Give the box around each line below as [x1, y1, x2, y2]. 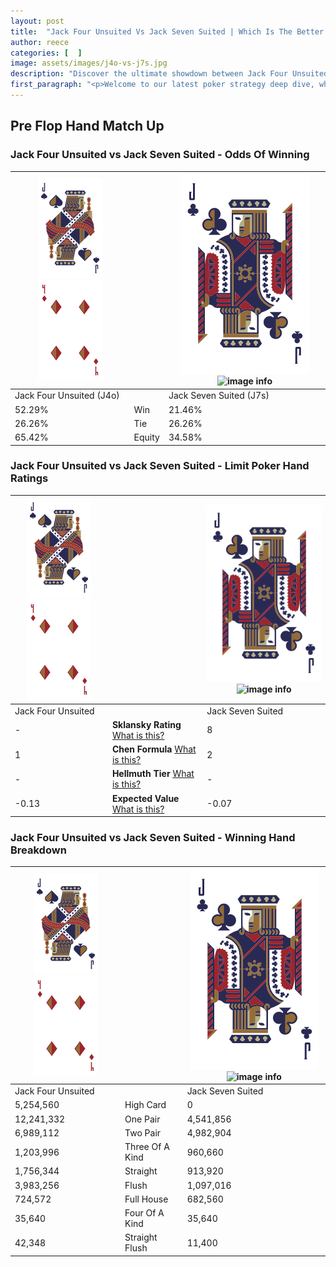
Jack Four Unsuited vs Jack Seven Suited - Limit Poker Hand [10, 459, 310, 473]
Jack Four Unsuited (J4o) [14, 390, 120, 402]
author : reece [10, 37, 70, 47]
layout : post [10, 16, 65, 26]
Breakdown [10, 843, 67, 857]
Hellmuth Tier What [111, 768, 195, 780]
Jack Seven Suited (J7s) [168, 390, 270, 402]
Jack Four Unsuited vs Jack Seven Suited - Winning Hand [10, 831, 296, 845]
